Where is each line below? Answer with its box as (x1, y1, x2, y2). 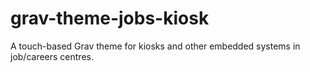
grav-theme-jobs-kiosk (10, 7, 210, 30)
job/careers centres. (10, 50, 94, 62)
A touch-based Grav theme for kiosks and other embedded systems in (10, 40, 301, 52)
